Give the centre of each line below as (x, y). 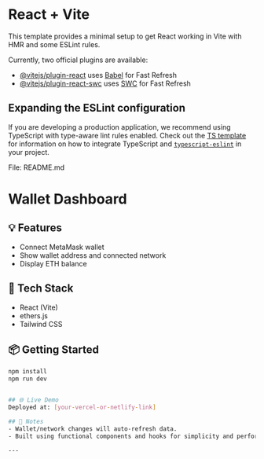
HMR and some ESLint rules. (54, 44)
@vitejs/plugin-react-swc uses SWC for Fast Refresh (105, 83)
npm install (27, 372)
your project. (29, 152)
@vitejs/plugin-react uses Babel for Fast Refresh (98, 75)
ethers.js (34, 315)
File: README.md (37, 167)
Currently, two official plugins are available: (78, 60)
